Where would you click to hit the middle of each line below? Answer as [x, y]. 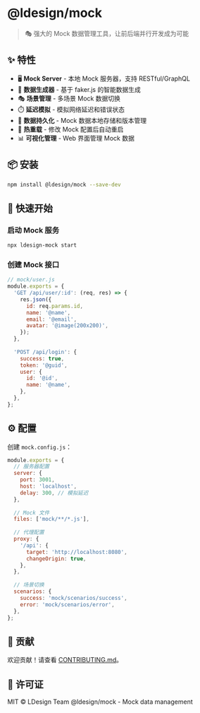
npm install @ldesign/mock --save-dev [64, 184]
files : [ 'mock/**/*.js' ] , [52, 519]
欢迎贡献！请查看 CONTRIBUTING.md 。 [65, 660]
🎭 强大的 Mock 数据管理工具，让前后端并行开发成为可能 [107, 33]
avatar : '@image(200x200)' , [67, 326]
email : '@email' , [51, 319]
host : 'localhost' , [49, 487]
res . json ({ [36, 299]
